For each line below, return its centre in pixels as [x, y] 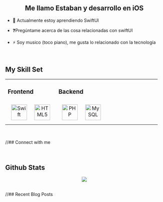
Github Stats [25, 167]
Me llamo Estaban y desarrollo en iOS [84, 8]
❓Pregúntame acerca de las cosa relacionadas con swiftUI [72, 30]
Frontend [21, 92]
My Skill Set [24, 70]
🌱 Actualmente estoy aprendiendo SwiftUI [56, 20]
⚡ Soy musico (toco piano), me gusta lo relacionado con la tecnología [84, 42]
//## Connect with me [28, 142]
